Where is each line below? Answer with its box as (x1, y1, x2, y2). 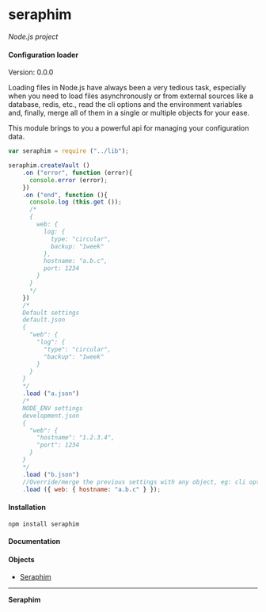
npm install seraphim (8, 520, 80, 528)
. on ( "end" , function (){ (22, 191, 108, 199)
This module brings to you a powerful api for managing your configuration (8, 124, 249, 133)
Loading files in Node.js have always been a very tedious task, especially (8, 83, 247, 93)
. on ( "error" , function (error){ (22, 169, 133, 177)
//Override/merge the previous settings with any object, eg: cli (22, 477, 246, 486)
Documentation (8, 537, 61, 546)
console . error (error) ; (28, 176, 108, 184)
